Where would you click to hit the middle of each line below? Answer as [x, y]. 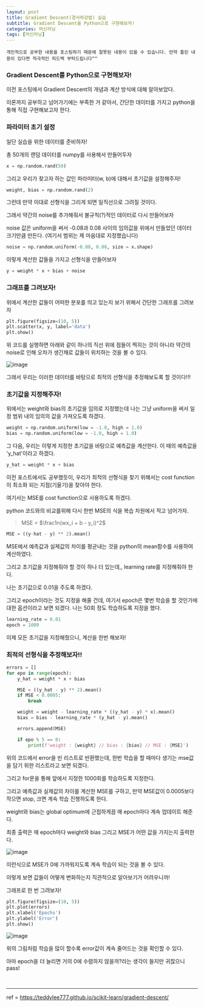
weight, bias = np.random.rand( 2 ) [50, 190]
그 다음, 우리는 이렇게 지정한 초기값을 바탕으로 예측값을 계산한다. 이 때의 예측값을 [102, 446]
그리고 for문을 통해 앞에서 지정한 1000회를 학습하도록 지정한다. [81, 778]
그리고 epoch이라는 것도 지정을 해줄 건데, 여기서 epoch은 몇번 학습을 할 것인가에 [102, 600]
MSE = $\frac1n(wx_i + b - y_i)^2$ [63, 523]
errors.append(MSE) [42, 729]
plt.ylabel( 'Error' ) [32, 919]
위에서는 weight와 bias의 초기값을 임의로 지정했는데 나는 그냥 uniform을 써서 [97, 409]
